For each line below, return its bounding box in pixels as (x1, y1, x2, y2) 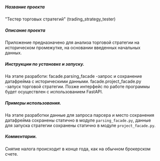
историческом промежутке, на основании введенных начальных (5, 44, 141, 51)
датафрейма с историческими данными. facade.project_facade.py (5, 78, 142, 84)
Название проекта (5, 4, 45, 10)
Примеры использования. (5, 100, 62, 106)
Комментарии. (5, 134, 37, 140)
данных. (5, 50, 22, 55)
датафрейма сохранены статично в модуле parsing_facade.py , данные (5, 117, 151, 123)
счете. (5, 151, 18, 157)
